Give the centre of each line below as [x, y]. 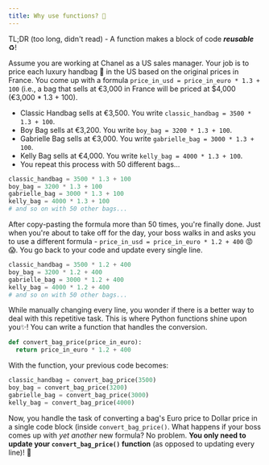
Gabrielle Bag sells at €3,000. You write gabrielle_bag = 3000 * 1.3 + [137, 139]
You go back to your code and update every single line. [111, 250]
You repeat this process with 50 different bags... [100, 164]
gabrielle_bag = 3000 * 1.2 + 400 [66, 280]
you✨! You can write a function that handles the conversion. [108, 327]
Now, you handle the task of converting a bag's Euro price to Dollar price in [133, 418]
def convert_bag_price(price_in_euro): [75, 343]
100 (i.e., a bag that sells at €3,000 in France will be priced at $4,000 [122, 89]
